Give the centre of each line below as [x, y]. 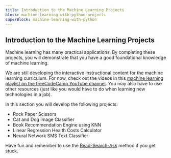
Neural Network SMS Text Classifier [50, 136]
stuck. [12, 151]
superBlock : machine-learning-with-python [51, 19]
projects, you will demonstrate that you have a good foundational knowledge [86, 58]
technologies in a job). [29, 94]
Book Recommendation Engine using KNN [57, 125]
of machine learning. [27, 63]
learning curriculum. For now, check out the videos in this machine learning [84, 78]
